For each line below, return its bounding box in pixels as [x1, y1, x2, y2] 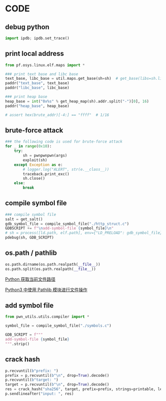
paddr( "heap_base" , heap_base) [5, 103, 70, 108]
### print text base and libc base [5, 71, 79, 77]
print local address [5, 50, 64, 58]
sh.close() [23, 176, 45, 181]
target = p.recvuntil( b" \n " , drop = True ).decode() [5, 382, 110, 387]
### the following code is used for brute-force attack [5, 139, 123, 144]
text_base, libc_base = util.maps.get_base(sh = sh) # [5, 76, 119, 81]
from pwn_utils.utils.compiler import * [5, 314, 90, 319]
